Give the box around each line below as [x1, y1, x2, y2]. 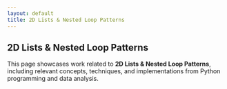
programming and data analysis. [7, 75, 99, 83]
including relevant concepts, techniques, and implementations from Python [7, 67, 221, 75]
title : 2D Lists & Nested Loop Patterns [7, 16, 126, 23]
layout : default [7, 10, 54, 17]
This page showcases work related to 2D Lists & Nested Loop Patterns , [7, 60, 212, 68]
